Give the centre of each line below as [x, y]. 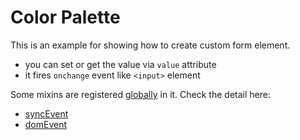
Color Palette [65, 17]
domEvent [46, 124]
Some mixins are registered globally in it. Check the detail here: [140, 94]
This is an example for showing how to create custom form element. [150, 45]
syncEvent [46, 113]
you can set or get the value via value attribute [120, 64]
